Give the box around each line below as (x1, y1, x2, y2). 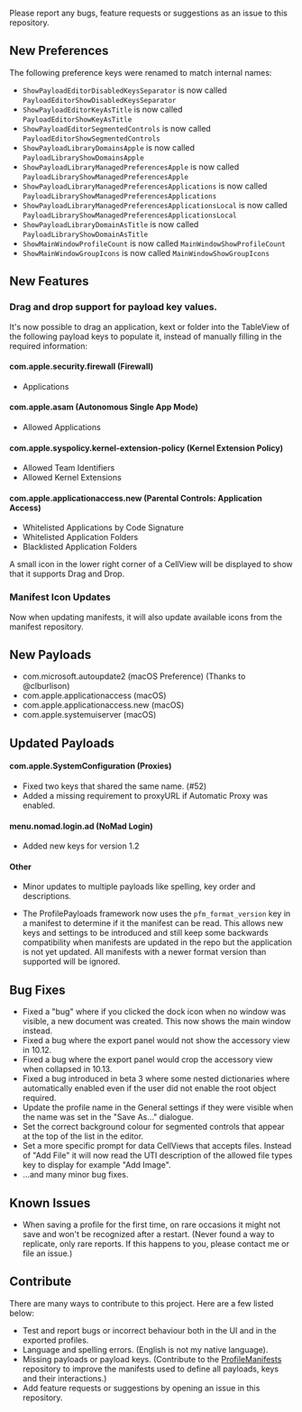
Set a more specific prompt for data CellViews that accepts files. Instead (22, 1141, 292, 1151)
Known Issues (9, 1195, 91, 1211)
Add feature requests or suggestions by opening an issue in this (22, 1382, 261, 1393)
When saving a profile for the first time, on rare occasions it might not (22, 1219, 281, 1230)
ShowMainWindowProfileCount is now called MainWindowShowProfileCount (22, 238, 286, 249)
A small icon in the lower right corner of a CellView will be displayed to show (9, 559, 293, 570)
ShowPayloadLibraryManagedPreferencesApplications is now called (22, 180, 268, 191)
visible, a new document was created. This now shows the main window (22, 1016, 291, 1027)
